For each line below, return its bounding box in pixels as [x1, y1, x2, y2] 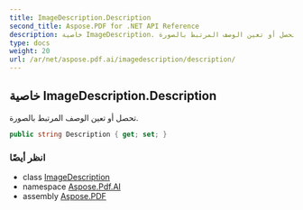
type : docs [9, 38, 50, 48]
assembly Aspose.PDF [22, 190, 106, 201]
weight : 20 [9, 47, 50, 56]
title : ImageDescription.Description [9, 13, 151, 23]
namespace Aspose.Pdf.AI [22, 181, 122, 192]
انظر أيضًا [9, 151, 46, 163]
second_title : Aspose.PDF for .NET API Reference [9, 22, 200, 31]
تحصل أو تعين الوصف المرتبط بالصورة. [9, 112, 139, 123]
